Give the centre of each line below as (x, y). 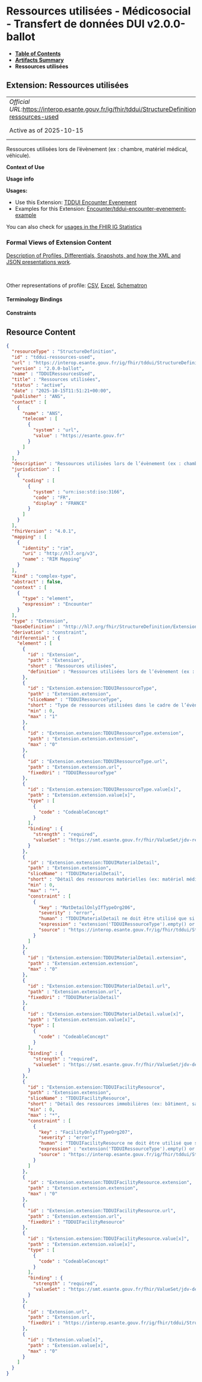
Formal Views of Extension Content (59, 242)
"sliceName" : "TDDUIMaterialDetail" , (76, 874)
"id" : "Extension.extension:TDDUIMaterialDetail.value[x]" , (106, 1014)
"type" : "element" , (48, 599)
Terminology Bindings (35, 299)
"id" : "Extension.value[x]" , (66, 1340)
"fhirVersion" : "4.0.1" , (44, 531)
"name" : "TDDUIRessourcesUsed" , (54, 374)
